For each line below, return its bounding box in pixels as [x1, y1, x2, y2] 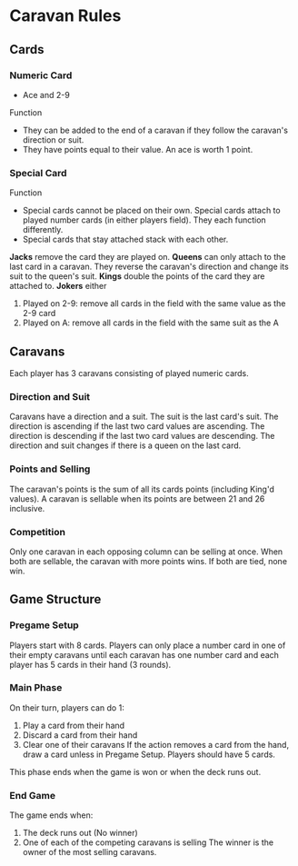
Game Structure [9, 592, 102, 607]
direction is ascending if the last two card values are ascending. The [9, 421, 265, 432]
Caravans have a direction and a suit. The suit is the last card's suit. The [9, 411, 279, 423]
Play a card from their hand [22, 720, 125, 731]
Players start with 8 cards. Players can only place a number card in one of [9, 640, 286, 651]
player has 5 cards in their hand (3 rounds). [9, 659, 172, 670]
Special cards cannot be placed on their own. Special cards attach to [22, 205, 281, 216]
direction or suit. [22, 134, 84, 145]
